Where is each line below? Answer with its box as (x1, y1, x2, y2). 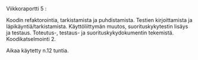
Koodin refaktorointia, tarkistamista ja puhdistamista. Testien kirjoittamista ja (6, 17, 193, 23)
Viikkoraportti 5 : (6, 5, 47, 12)
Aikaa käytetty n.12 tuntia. (6, 47, 69, 54)
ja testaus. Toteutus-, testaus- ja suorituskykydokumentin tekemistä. (6, 29, 174, 36)
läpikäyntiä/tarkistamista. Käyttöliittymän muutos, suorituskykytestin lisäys (6, 23, 188, 30)
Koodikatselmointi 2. (6, 36, 56, 42)
